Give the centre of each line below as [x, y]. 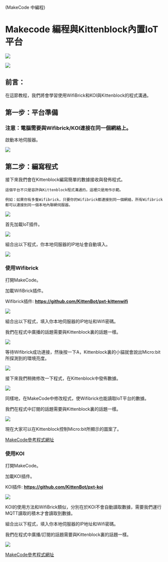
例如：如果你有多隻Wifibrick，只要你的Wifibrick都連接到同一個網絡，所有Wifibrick [84, 200]
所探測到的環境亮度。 [27, 358]
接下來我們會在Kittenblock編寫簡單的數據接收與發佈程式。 [65, 180]
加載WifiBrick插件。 [26, 291]
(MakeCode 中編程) [25, 7]
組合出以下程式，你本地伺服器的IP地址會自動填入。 [58, 244]
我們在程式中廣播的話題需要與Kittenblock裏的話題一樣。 [63, 332]
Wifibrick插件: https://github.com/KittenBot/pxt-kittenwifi [67, 301]
